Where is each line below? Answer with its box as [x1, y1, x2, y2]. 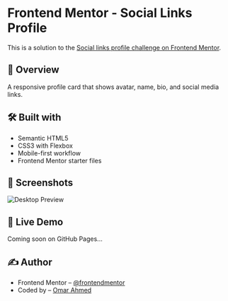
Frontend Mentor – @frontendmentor [17, 278, 125, 287]
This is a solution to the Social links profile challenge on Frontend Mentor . [7, 43, 222, 52]
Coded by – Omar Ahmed [17, 286, 92, 294]
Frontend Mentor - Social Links [7, 5, 193, 21]
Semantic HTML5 [17, 134, 69, 142]
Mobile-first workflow [17, 148, 81, 157]
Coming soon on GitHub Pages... [7, 235, 103, 243]
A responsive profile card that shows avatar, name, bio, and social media [7, 83, 220, 91]
